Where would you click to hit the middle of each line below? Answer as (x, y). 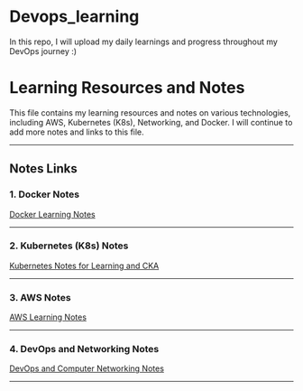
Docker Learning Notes (53, 214)
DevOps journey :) (43, 51)
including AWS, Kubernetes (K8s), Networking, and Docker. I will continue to (151, 122)
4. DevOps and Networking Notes (84, 349)
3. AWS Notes (40, 297)
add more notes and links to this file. (77, 132)
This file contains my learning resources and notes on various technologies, (150, 112)
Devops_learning (74, 17)
